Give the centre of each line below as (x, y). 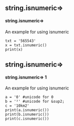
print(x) (14, 49)
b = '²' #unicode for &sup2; (35, 102)
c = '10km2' (17, 106)
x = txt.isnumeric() (26, 45)
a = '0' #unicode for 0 (29, 97)
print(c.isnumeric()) (27, 119)
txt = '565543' (21, 41)
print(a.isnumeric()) (27, 110)
